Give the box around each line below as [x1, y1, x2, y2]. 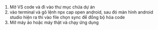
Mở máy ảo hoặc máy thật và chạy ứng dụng [9, 19, 99, 25]
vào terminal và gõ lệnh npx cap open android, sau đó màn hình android [9, 9, 154, 15]
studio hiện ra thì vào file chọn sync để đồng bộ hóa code [9, 15, 125, 20]
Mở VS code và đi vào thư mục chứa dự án [9, 4, 95, 10]
